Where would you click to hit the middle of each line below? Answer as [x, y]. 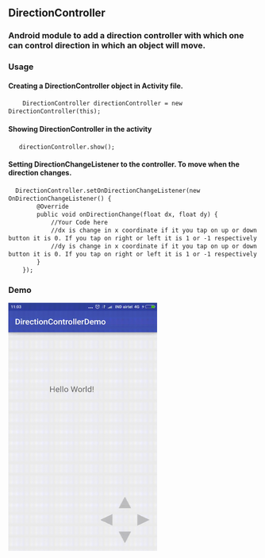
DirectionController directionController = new [102, 104]
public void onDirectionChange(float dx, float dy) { [127, 214]
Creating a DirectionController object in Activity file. [96, 86]
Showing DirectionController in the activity [80, 129]
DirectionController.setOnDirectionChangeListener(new [108, 190]
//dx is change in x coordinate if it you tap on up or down [154, 230]
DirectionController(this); [55, 112]
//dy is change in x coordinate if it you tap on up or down [154, 246]
